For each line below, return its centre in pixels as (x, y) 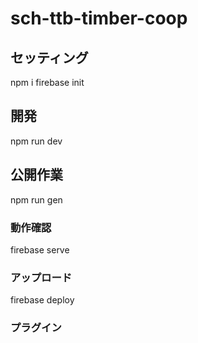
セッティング (49, 57)
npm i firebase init (47, 82)
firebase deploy (42, 300)
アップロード (41, 277)
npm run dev (36, 141)
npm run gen (36, 199)
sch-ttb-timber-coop (99, 18)
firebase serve (40, 249)
